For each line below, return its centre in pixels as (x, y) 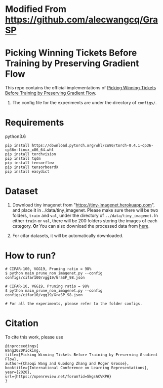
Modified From (36, 9)
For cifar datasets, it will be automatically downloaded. (68, 236)
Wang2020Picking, (23, 350)
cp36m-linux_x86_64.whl (30, 150)
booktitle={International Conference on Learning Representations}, (77, 368)
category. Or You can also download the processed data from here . (81, 226)
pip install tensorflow (30, 163)
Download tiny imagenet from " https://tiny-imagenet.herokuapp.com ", (83, 205)
